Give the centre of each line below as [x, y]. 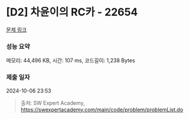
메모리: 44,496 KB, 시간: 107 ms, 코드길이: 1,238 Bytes [71, 60]
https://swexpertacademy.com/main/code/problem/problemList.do [102, 110]
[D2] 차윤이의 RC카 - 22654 [72, 12]
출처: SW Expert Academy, [53, 103]
